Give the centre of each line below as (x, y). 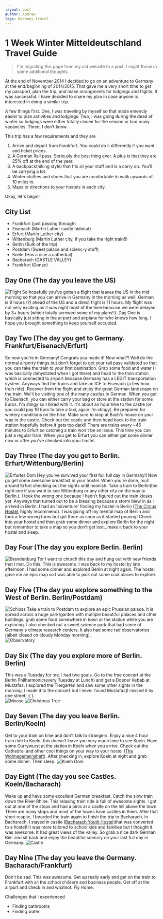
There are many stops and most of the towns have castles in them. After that (81, 811)
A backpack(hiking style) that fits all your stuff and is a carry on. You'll (82, 167)
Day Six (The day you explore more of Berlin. (73, 656)
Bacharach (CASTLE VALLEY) (42, 260)
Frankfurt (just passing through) (44, 224)
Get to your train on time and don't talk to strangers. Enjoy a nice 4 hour (77, 735)
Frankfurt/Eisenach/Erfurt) (47, 346)
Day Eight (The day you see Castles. (61, 777)
